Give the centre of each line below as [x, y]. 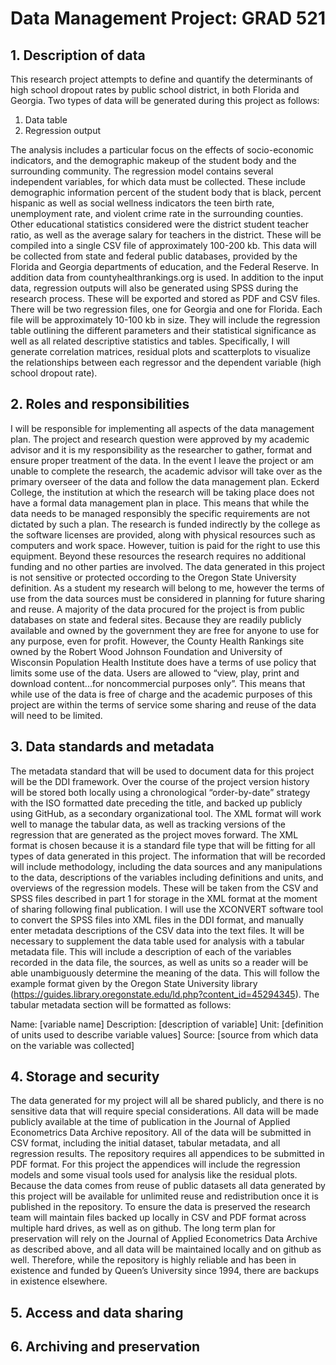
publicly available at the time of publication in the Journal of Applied [150, 1122]
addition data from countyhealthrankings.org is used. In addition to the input [167, 277]
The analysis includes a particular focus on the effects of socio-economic [162, 150]
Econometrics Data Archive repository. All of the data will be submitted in [161, 1133]
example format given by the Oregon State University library [134, 983]
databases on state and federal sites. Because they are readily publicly [156, 619]
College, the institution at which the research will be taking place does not [162, 492]
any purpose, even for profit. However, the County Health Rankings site [157, 641]
